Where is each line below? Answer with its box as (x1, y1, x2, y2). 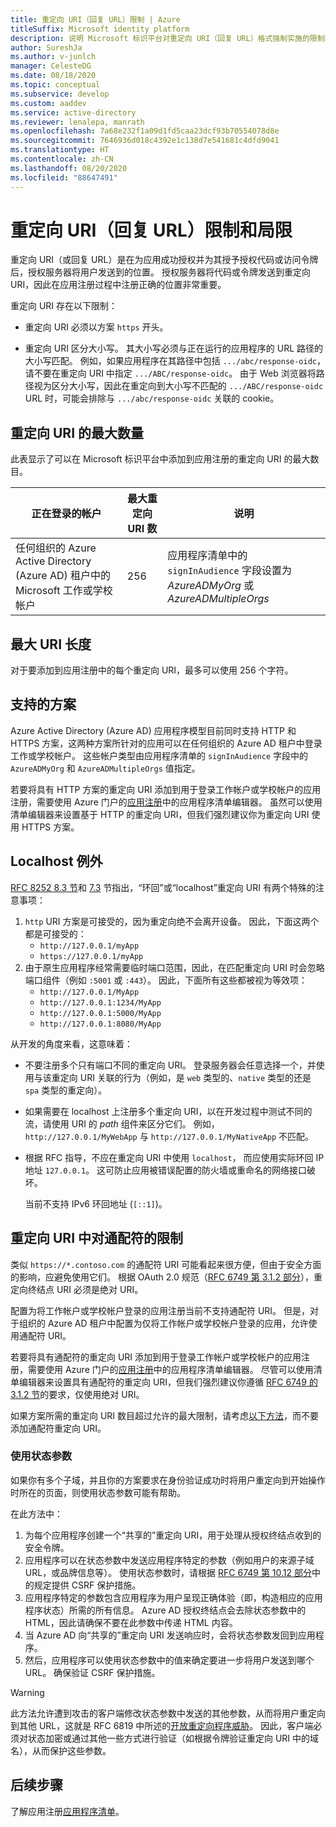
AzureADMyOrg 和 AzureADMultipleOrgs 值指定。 (10, 762, 201, 774)
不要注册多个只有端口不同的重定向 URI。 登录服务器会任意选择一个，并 (24, 1059, 317, 1071)
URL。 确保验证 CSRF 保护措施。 (24, 1666, 161, 1678)
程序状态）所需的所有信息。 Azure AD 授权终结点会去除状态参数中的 (24, 1604, 307, 1616)
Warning (10, 1686, 45, 1698)
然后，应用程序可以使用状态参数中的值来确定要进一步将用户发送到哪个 (24, 1654, 315, 1666)
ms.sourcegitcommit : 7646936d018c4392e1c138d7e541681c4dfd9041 (10, 136, 280, 146)
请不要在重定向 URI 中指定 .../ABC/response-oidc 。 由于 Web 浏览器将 (24, 367, 317, 380)
